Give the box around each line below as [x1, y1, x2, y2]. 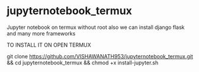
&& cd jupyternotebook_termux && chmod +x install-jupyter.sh [7, 59, 159, 66]
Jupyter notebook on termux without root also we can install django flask [7, 24, 185, 31]
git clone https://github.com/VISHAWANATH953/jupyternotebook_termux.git [7, 53, 193, 60]
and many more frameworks [7, 30, 76, 37]
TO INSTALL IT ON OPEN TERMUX [7, 41, 91, 48]
